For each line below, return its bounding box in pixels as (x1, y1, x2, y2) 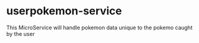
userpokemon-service (6, 4, 122, 18)
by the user (6, 30, 35, 37)
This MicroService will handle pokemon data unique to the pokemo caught (6, 24, 193, 31)
